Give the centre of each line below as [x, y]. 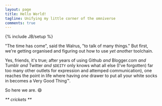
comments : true [20, 23]
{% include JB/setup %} [29, 37]
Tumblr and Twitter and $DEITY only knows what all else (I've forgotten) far [79, 66]
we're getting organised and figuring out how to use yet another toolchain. [79, 51]
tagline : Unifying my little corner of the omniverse [60, 18]
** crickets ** [19, 100]
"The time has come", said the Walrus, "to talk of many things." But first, [77, 46]
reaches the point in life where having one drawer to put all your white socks [81, 76]
